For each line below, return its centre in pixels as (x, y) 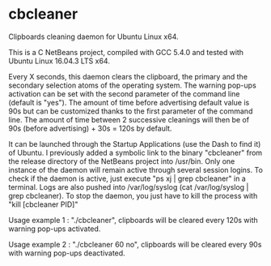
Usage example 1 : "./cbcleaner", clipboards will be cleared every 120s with (133, 220)
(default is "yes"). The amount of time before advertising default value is (129, 102)
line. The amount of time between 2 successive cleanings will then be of (129, 119)
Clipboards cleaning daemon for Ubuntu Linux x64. (94, 36)
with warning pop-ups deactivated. (67, 253)
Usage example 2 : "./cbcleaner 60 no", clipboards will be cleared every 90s (135, 244)
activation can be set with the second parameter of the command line (124, 93)
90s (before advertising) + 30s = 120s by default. (90, 128)
